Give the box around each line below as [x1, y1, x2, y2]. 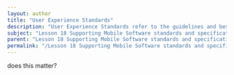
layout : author [7, 10, 52, 17]
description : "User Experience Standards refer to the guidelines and [7, 23, 217, 30]
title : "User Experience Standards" [7, 17, 114, 24]
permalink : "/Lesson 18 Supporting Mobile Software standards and [7, 42, 204, 49]
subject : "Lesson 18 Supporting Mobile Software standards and [7, 29, 195, 37]
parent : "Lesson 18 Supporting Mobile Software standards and [7, 36, 192, 43]
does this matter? [7, 62, 57, 69]
